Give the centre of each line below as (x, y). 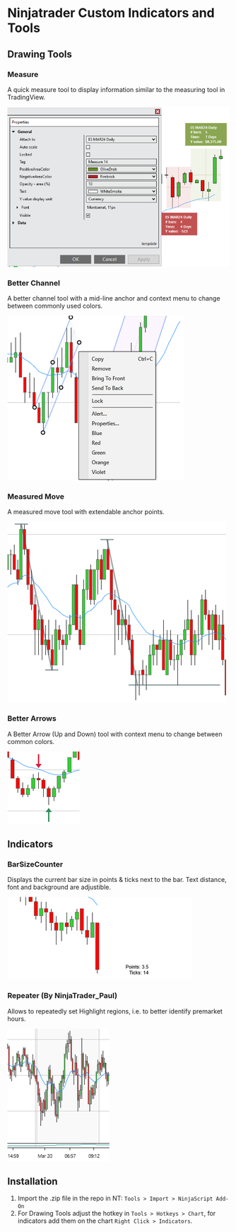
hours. (17, 1018)
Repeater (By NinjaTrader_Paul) (63, 996)
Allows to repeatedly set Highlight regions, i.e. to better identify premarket (115, 1011)
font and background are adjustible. (59, 887)
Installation (33, 1181)
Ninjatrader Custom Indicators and (111, 13)
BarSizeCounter (35, 864)
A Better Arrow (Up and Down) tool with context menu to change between (115, 734)
